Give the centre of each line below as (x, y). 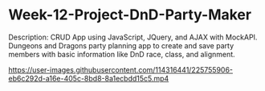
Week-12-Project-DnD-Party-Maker (130, 15)
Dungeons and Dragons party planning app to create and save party (121, 45)
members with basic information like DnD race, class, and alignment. (122, 54)
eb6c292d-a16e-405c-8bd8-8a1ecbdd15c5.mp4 (89, 78)
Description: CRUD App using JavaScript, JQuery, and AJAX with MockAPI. (133, 37)
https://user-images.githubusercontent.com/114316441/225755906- (121, 69)
